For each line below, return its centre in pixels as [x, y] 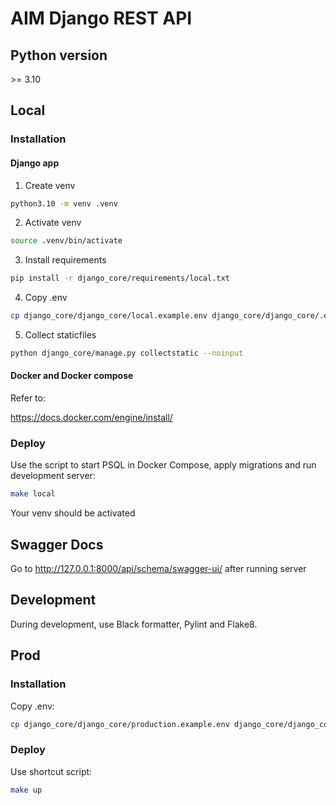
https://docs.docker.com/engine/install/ [91, 418]
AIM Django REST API [101, 18]
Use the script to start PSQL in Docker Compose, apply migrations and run [163, 465]
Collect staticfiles [60, 335]
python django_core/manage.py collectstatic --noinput [127, 353]
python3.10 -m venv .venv [64, 203]
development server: [53, 476]
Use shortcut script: [51, 771]
